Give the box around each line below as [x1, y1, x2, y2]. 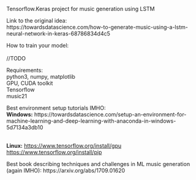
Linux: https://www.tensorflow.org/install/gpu [6, 142, 121, 149]
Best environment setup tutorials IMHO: [6, 104, 106, 112]
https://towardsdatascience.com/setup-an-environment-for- [34, 111, 187, 118]
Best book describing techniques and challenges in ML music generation [6, 160, 190, 167]
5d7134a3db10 [6, 124, 43, 131]
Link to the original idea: [6, 17, 67, 24]
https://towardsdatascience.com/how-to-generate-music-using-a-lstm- [6, 24, 188, 31]
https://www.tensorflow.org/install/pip [6, 149, 102, 156]
